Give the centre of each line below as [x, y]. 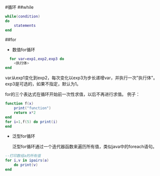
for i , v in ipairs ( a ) [27, 160]
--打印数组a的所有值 [23, 156]
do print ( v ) [26, 165]
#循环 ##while [20, 7]
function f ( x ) [20, 104]
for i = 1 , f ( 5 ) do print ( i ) [31, 122]
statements [25, 25]
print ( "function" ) [32, 108]
